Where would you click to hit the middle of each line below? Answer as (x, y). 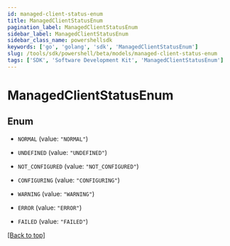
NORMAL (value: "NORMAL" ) (53, 139)
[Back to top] (26, 235)
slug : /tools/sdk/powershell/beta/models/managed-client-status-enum (113, 54)
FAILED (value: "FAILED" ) (53, 221)
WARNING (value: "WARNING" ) (56, 193)
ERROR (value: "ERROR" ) (50, 208)
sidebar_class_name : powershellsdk (60, 41)
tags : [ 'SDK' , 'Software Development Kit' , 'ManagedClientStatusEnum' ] (115, 60)
